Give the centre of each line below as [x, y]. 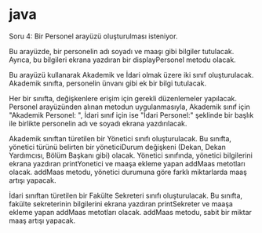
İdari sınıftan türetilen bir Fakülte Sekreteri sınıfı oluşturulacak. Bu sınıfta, [126, 195]
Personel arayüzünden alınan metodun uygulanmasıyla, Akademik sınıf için [129, 107]
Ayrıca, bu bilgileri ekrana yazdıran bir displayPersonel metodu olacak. [122, 60]
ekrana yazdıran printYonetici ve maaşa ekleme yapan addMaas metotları [127, 163]
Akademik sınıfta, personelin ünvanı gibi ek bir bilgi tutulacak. [108, 83]
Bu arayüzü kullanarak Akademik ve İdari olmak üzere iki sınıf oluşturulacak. [131, 75]
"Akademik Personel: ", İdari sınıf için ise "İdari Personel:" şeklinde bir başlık [131, 115]
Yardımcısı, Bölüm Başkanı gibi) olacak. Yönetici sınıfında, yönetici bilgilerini [131, 155]
